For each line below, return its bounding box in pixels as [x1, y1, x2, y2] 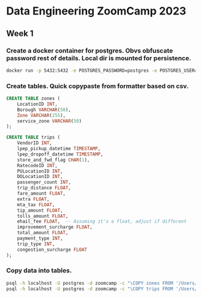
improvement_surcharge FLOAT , [17, 224, 93, 230]
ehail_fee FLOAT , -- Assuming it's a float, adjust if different [17, 218, 187, 224]
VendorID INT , [17, 140, 52, 146]
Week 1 [6, 28, 34, 39]
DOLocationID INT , [17, 174, 63, 180]
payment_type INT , [17, 235, 63, 242]
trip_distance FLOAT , [17, 185, 71, 191]
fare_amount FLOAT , [17, 191, 66, 197]
